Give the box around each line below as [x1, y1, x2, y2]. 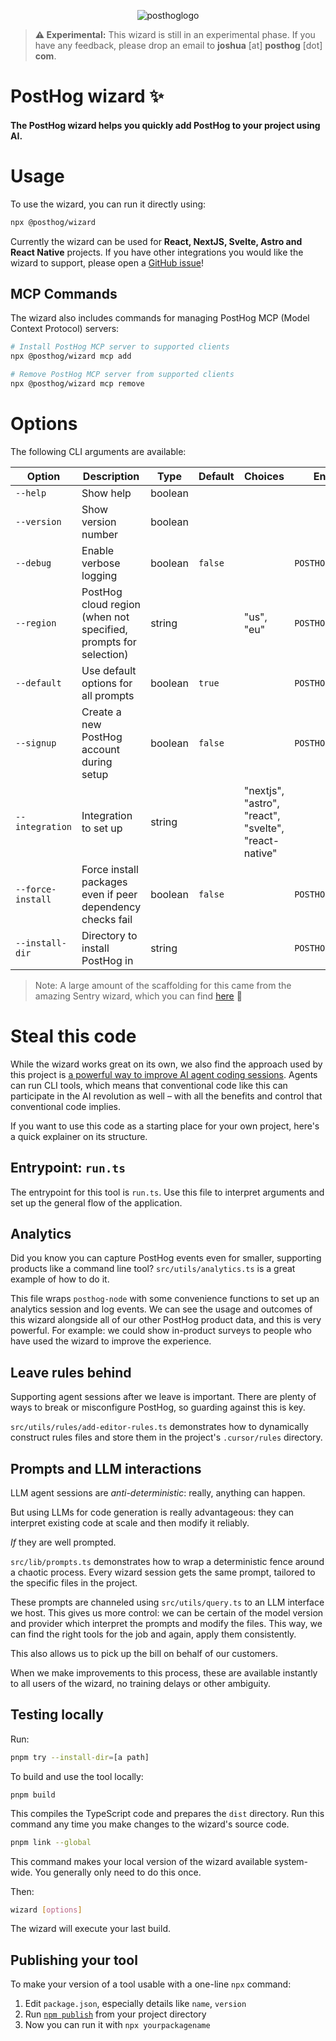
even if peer [81, 887, 138, 901]
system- [274, 1855, 309, 1867]
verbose [81, 556, 121, 570]
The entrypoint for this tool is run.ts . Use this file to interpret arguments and [10, 1186, 325, 1198]
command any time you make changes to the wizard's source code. [10, 1818, 290, 1830]
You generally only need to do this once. [34, 1866, 202, 1878]
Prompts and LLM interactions [10, 1460, 202, 1477]
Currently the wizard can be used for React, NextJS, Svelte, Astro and [10, 235, 303, 247]
